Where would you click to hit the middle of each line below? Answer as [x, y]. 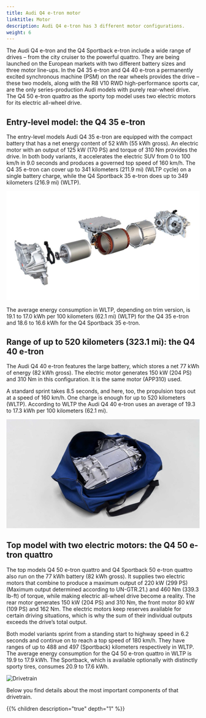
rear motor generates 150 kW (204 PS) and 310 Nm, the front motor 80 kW [101, 602]
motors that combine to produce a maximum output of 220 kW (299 [92, 582]
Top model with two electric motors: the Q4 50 [97, 545]
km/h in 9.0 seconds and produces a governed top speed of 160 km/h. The [101, 163]
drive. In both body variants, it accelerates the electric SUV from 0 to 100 [98, 156]
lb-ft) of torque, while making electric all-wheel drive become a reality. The [101, 596]
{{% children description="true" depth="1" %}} [66, 708]
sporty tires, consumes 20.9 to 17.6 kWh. [58, 666]
